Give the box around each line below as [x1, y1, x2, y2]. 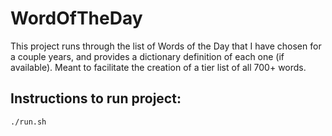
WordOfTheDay [10, 7, 143, 30]
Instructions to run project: [10, 90, 182, 107]
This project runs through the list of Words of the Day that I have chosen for [10, 40, 322, 52]
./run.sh [10, 117, 47, 127]
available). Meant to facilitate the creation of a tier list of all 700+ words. [10, 61, 307, 73]
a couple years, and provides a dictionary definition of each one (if [10, 50, 285, 62]
